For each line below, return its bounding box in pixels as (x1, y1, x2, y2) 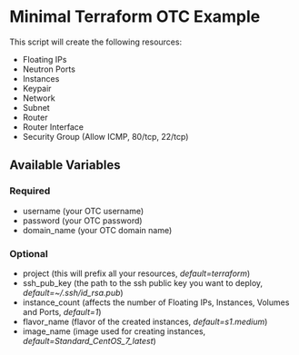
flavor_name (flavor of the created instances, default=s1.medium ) (22, 316, 268, 327)
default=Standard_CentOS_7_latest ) (22, 335, 156, 346)
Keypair (22, 83, 52, 94)
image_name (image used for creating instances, (22, 325, 206, 337)
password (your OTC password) (22, 215, 143, 226)
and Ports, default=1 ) (22, 306, 102, 317)
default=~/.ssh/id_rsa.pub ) (22, 287, 125, 298)
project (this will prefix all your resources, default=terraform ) (22, 268, 251, 279)
